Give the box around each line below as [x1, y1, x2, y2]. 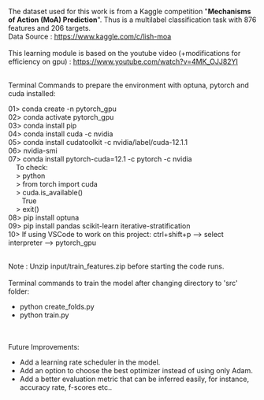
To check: [15, 163, 49, 172]
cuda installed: [8, 89, 56, 98]
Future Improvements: [8, 343, 80, 351]
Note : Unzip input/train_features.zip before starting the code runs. [8, 261, 225, 271]
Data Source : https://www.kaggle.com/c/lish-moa [8, 31, 172, 41]
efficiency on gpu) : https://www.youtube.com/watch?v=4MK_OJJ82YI [8, 57, 239, 66]
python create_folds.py [19, 302, 95, 311]
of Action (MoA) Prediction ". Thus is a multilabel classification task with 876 [8, 15, 257, 24]
